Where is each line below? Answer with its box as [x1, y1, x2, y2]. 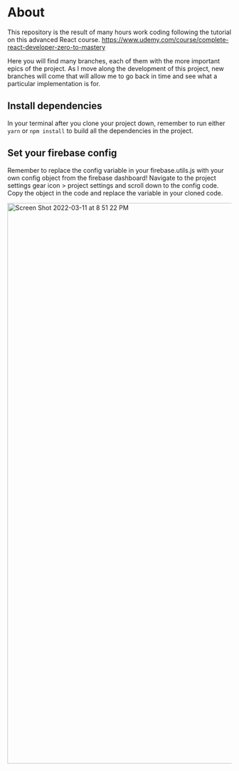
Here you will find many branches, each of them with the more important [7, 56, 221, 65]
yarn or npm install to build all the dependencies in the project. [7, 126, 193, 135]
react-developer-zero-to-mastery [7, 43, 106, 51]
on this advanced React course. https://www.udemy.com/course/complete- [7, 35, 229, 43]
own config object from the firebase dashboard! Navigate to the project [7, 174, 217, 182]
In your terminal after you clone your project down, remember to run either [7, 119, 225, 127]
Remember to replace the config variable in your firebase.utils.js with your [7, 166, 224, 174]
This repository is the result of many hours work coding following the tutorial [7, 28, 232, 36]
